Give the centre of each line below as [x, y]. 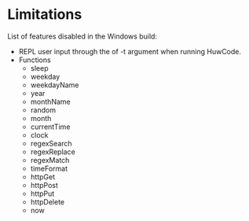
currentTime [50, 127]
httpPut [42, 193]
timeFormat [49, 168]
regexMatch [50, 160]
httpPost [44, 185]
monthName [51, 101]
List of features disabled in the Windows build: [82, 36]
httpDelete [48, 201]
